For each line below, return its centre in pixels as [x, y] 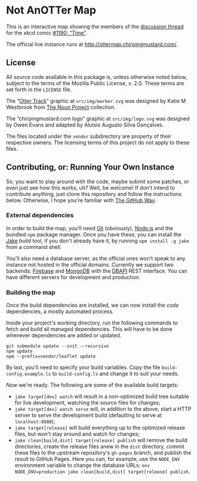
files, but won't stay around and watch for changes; [77, 434]
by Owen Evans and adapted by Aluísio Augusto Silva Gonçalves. [85, 125]
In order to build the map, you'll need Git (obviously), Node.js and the [90, 228]
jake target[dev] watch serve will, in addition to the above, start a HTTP [103, 409]
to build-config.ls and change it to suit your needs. [116, 374]
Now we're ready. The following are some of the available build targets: [92, 385]
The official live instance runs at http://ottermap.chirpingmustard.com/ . [92, 44]
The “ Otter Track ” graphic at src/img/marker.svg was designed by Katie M [96, 101]
